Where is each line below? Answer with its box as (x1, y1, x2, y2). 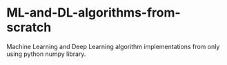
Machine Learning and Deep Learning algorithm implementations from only (6, 42, 220, 50)
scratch (6, 19, 52, 35)
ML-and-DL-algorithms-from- (6, 5, 181, 21)
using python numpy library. (6, 50, 86, 58)
